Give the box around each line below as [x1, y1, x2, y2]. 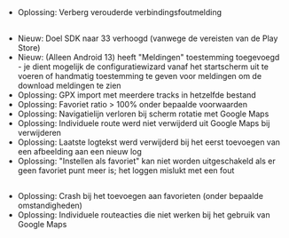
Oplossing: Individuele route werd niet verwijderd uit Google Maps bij [17, 117, 270, 128]
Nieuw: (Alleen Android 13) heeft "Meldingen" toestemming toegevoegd [17, 52, 280, 62]
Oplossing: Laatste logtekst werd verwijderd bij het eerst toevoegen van [17, 137, 281, 147]
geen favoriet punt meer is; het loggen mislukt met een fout [17, 164, 235, 176]
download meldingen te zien [17, 80, 121, 91]
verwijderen [17, 127, 62, 138]
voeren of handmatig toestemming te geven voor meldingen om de [17, 70, 262, 81]
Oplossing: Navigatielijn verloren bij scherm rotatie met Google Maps [17, 108, 269, 119]
